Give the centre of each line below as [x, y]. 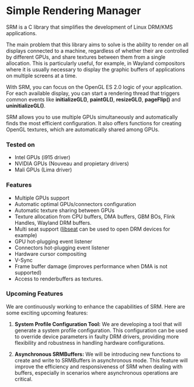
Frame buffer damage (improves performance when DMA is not [91, 266]
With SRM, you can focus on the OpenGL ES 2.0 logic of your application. [94, 87]
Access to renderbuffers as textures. [59, 279]
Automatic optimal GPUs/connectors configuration [75, 204]
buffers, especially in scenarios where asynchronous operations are [96, 372]
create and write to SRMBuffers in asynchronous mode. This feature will [101, 360]
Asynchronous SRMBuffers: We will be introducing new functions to [98, 354]
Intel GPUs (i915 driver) [42, 157]
